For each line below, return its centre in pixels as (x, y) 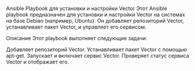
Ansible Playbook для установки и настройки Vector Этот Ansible (87, 8)
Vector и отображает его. (37, 62)
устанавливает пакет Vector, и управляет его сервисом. (76, 27)
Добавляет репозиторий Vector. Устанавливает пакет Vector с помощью (97, 49)
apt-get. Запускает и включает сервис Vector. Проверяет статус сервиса (97, 56)
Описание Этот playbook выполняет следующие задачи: (77, 38)
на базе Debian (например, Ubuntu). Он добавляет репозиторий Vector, (95, 21)
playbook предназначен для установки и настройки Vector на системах (96, 15)
